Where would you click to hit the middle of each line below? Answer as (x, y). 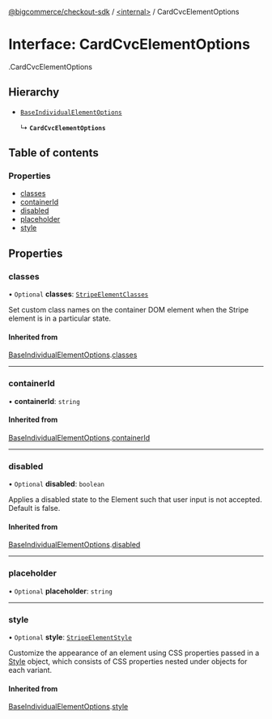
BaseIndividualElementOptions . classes (73, 355)
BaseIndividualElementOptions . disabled (74, 545)
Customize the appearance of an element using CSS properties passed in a (134, 653)
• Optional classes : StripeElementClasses (79, 294)
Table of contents (53, 153)
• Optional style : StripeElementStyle (70, 637)
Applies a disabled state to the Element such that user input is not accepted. (135, 500)
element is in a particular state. (60, 318)
